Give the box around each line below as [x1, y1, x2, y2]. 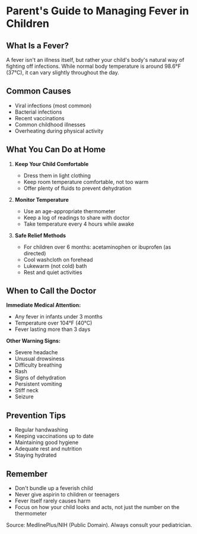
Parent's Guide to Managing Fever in [6, 4, 189, 18]
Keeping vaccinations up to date [14, 433, 94, 440]
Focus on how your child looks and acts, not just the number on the [14, 504, 180, 511]
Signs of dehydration [14, 374, 66, 382]
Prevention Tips [6, 410, 66, 420]
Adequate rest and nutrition [14, 445, 82, 452]
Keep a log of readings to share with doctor [23, 214, 130, 221]
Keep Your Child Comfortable [14, 160, 89, 167]
